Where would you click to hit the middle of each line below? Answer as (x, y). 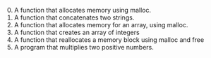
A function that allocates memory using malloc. (83, 10)
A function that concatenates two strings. (74, 17)
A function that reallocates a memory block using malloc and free (109, 40)
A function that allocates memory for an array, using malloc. (101, 25)
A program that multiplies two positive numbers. (84, 47)
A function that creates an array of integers (77, 32)
